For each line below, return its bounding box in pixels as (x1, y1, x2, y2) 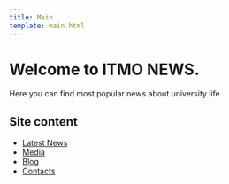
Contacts (21, 165, 56, 177)
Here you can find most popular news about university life (9, 88, 221, 99)
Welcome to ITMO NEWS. (9, 59, 200, 80)
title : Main (9, 12, 53, 22)
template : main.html (9, 21, 86, 30)
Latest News (21, 138, 68, 149)
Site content (9, 114, 78, 129)
